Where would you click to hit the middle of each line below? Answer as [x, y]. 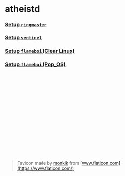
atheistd [22, 9]
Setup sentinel [23, 38]
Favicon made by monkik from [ [49, 163]
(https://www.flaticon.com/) [45, 168]
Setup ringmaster [26, 25]
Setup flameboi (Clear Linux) [40, 51]
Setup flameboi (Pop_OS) [35, 64]
